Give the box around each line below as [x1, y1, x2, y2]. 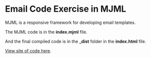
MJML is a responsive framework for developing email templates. [5, 19, 136, 25]
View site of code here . [5, 48, 51, 54]
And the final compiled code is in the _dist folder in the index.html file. [5, 38, 147, 44]
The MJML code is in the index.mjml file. [5, 29, 87, 35]
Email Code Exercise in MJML [5, 3, 126, 15]
